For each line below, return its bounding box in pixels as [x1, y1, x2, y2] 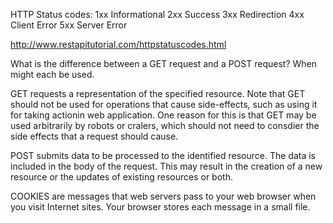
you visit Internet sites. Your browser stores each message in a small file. [10, 201, 311, 213]
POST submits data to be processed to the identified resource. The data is [10, 150, 316, 161]
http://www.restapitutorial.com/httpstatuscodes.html [10, 39, 227, 50]
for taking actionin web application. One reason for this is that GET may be [10, 109, 317, 121]
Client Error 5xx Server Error [10, 19, 128, 31]
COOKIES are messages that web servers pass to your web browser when [10, 190, 317, 202]
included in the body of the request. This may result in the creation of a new [10, 160, 323, 172]
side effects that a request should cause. [10, 130, 179, 142]
